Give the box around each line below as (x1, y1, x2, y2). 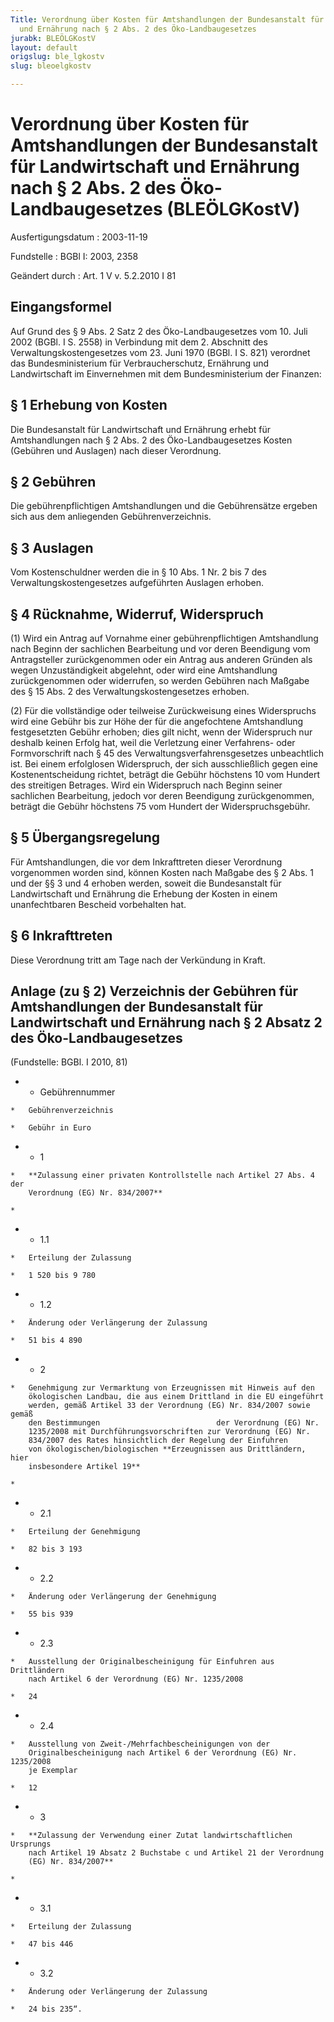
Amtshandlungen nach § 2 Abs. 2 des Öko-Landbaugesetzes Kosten (10, 434, 293, 446)
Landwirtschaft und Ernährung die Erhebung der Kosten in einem (10, 887, 278, 900)
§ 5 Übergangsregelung (10, 829, 161, 846)
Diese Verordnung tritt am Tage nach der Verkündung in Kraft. (10, 954, 266, 966)
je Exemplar (28, 1766, 78, 1776)
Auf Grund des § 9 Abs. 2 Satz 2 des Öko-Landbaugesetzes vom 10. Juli (10, 325, 308, 337)
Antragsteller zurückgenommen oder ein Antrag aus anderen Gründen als (10, 654, 313, 665)
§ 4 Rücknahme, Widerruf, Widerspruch (10, 606, 264, 623)
